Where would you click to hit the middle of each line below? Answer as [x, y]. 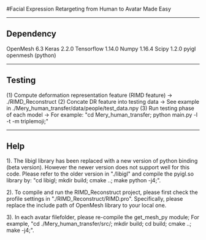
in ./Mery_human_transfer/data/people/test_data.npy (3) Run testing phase [100, 108]
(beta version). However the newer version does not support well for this [98, 168]
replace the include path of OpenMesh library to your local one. [86, 206]
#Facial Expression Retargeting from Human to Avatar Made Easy [89, 9]
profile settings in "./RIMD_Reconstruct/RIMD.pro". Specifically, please [95, 199]
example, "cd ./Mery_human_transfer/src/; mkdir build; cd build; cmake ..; [99, 224]
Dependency [31, 34]
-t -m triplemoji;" [28, 121]
